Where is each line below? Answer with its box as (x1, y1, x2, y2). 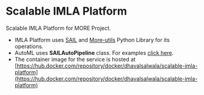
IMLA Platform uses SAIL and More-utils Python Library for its (14, 36, 170, 43)
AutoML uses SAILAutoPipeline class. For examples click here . (14, 49, 174, 56)
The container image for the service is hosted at (14, 55, 136, 63)
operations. (14, 43, 44, 50)
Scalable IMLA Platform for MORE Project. (5, 24, 111, 32)
